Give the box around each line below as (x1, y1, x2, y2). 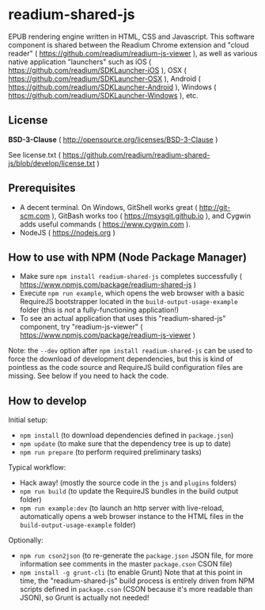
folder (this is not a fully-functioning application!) (19, 305, 180, 315)
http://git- (199, 202, 231, 212)
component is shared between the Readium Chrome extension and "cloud (8, 40, 249, 49)
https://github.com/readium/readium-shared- (62, 150, 210, 159)
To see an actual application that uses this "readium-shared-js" (19, 314, 226, 323)
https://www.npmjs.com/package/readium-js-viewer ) (19, 330, 196, 340)
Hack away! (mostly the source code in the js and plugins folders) (19, 478, 237, 488)
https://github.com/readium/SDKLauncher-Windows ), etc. (8, 90, 199, 100)
